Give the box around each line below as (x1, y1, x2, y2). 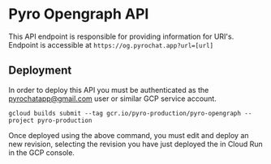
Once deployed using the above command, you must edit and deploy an (8, 130, 249, 140)
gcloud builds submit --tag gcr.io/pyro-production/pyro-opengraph (8, 109, 242, 117)
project (8, 116, 35, 124)
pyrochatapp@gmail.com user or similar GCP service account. (8, 94, 217, 103)
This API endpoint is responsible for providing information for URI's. (8, 32, 234, 41)
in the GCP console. (8, 147, 75, 158)
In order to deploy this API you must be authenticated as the (8, 85, 209, 95)
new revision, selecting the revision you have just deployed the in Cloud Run (8, 139, 263, 149)
